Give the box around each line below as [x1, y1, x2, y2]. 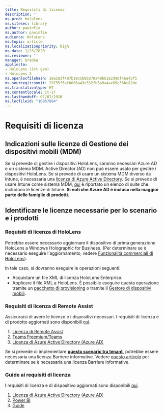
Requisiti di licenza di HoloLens [5, 229, 81, 236]
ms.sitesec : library [5, 21, 48, 26]
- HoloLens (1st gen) [5, 67, 50, 72]
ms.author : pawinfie [5, 30, 48, 35]
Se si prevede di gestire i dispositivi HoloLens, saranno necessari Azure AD [5, 161, 157, 167]
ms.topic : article [5, 39, 43, 44]
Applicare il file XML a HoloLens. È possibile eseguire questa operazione [12, 279, 159, 286]
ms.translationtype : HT [5, 85, 54, 90]
